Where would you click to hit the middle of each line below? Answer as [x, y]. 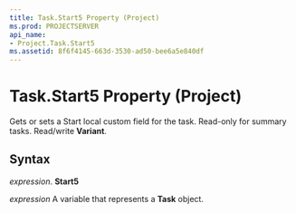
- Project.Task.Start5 [52, 43]
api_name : [28, 34]
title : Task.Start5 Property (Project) [85, 18]
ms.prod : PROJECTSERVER [54, 26]
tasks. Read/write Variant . [58, 131]
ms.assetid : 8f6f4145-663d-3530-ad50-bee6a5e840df [107, 52]
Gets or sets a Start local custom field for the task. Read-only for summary [148, 121]
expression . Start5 [44, 181]
